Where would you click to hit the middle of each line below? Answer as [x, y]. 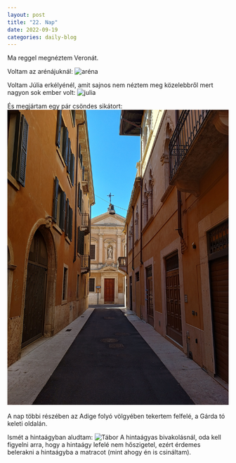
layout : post [26, 15]
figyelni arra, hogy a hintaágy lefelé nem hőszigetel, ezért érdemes [104, 445]
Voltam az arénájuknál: [40, 72]
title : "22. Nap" [33, 22]
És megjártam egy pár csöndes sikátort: [65, 106]
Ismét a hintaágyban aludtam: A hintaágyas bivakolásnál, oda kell [114, 437]
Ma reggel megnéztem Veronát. [53, 58]
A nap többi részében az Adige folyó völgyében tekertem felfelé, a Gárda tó [116, 416]
